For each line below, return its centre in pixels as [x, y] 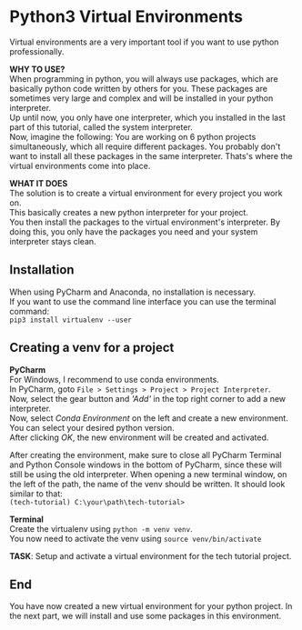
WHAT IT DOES [39, 183]
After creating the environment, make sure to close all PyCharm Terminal [146, 455]
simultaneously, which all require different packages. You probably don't [145, 146]
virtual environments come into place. [80, 165]
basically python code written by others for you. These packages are [139, 88]
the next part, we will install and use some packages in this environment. [146, 616]
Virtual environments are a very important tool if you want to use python [144, 42]
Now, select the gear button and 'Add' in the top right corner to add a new [148, 398]
